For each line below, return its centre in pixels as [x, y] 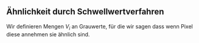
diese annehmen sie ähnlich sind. [48, 34]
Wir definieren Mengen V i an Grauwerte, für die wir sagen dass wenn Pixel [100, 27]
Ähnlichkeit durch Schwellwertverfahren [85, 12]
